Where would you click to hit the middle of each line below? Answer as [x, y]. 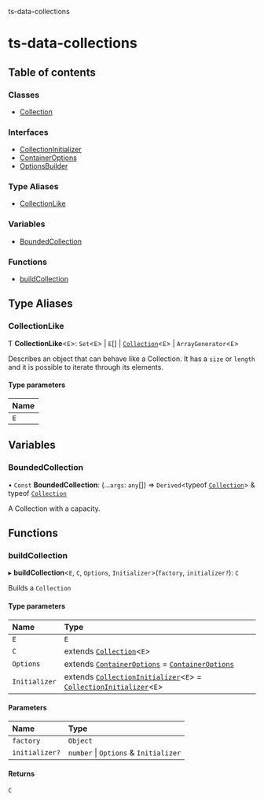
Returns [22, 774]
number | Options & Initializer [125, 752]
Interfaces [28, 132]
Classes [24, 95]
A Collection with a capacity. [54, 509]
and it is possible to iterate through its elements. [86, 367]
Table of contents [52, 72]
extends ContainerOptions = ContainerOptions [149, 664]
